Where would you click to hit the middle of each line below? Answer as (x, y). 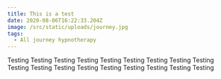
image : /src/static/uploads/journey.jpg (68, 27)
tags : (15, 34)
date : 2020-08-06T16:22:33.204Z (55, 20)
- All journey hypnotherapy (55, 40)
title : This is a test (41, 14)
